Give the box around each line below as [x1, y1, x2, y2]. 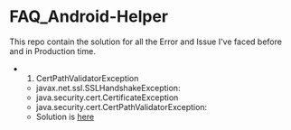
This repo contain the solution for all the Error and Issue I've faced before [9, 36, 283, 47]
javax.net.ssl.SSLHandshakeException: [35, 82, 181, 93]
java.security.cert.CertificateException [35, 92, 179, 103]
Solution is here [35, 111, 95, 122]
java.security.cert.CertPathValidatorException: [35, 101, 208, 112]
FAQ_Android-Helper [9, 6, 169, 27]
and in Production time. [9, 45, 97, 56]
